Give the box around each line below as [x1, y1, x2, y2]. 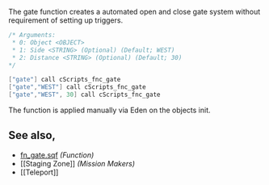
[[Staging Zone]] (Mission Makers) [19, 158, 136, 168]
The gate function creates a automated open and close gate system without [8, 7, 261, 16]
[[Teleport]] [19, 167, 59, 177]
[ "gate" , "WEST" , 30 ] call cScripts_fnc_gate [8, 90, 161, 99]
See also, [8, 128, 57, 142]
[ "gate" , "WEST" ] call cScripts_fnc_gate [8, 83, 147, 91]
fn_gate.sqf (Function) [19, 149, 95, 160]
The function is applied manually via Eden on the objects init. [8, 105, 212, 115]
